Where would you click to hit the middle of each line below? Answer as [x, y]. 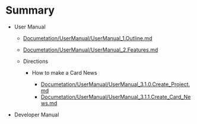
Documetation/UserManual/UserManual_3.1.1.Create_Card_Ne [116, 97]
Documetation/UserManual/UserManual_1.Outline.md [88, 38]
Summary [30, 10]
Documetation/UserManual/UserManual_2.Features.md [90, 50]
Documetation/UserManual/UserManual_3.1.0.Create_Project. [115, 84]
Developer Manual [36, 115]
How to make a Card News [64, 72]
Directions [36, 61]
